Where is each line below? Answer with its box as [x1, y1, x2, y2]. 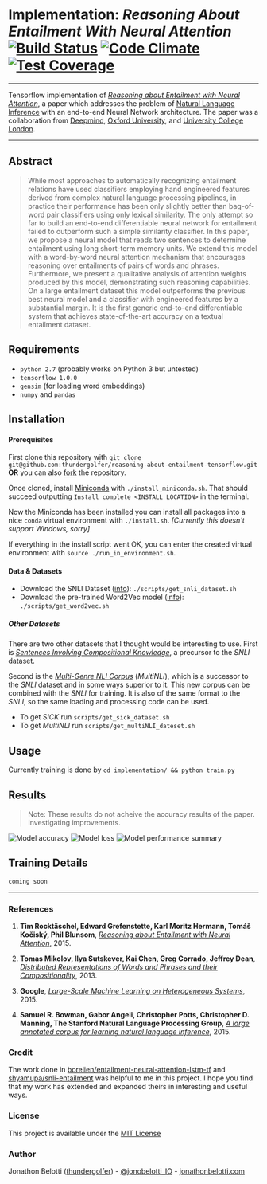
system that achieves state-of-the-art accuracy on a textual [27, 311, 224, 320]
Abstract [8, 155, 53, 168]
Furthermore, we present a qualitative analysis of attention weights [27, 269, 246, 278]
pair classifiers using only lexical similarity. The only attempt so [46, 210, 253, 219]
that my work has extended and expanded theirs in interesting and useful [8, 1082, 248, 1092]
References [8, 903, 54, 914]
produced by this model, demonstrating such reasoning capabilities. [27, 277, 251, 287]
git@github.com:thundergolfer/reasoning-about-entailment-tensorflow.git [8, 461, 258, 469]
